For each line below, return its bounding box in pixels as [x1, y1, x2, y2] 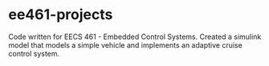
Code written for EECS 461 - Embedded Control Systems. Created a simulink [8, 32, 262, 41]
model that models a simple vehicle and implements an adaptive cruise [8, 40, 243, 49]
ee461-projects [8, 6, 113, 24]
